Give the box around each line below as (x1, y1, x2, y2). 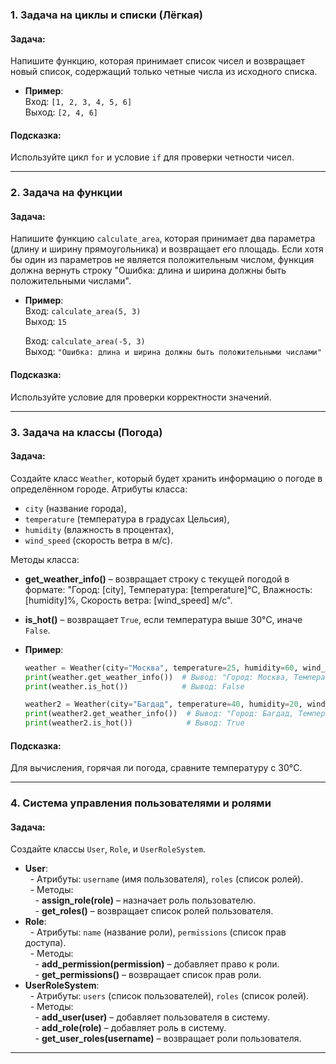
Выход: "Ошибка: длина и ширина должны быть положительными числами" (24, 346, 322, 358)
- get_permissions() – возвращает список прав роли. (34, 969, 262, 981)
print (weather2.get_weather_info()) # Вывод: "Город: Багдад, (24, 709, 295, 719)
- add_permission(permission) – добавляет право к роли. (34, 958, 280, 970)
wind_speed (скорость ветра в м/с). (24, 534, 173, 546)
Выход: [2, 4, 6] (24, 106, 98, 118)
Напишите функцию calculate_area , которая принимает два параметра (10, 233, 316, 245)
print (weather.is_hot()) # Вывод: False (24, 681, 245, 692)
